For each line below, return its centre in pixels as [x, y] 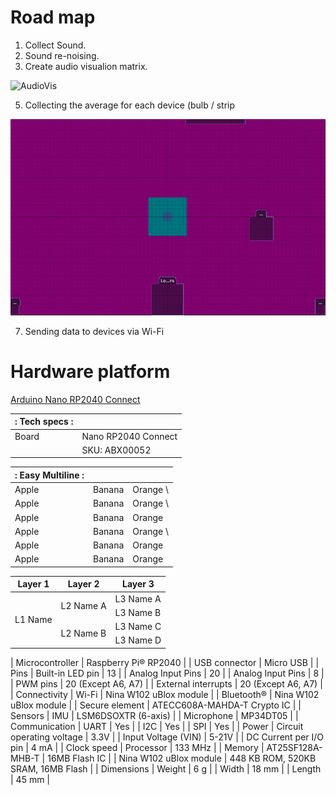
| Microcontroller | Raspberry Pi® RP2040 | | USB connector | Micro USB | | [165, 662]
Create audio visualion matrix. [86, 66]
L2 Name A [83, 605]
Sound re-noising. [62, 55]
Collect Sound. [55, 45]
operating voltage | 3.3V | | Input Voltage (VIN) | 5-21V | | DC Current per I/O [167, 737]
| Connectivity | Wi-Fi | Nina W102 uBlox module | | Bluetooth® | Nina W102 [165, 694]
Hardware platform [90, 372]
